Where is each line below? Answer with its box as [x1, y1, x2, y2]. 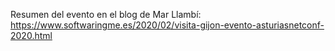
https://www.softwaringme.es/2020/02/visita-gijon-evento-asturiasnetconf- [10, 19, 325, 31]
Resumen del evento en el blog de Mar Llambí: [10, 9, 202, 20]
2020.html [10, 30, 53, 41]
